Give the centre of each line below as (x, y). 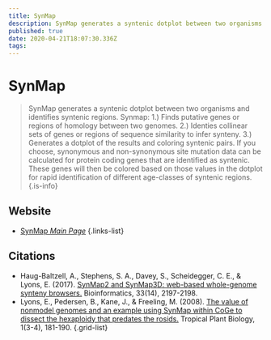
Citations (32, 256)
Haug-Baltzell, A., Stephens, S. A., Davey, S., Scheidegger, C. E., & (130, 275)
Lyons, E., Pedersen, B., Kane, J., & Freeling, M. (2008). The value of (134, 301)
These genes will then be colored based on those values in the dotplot (145, 169)
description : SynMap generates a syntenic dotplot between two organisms (135, 23)
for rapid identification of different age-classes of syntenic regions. (140, 177)
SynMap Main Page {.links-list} (72, 231)
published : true (36, 31)
